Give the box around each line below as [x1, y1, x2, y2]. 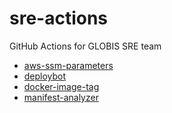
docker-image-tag [23, 80, 100, 92]
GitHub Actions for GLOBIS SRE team [9, 40, 162, 52]
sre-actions [9, 7, 109, 30]
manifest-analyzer [23, 91, 99, 103]
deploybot [23, 70, 67, 82]
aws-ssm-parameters [23, 59, 114, 71]
